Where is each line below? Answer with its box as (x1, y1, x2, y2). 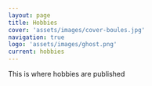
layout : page (8, 11, 51, 20)
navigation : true (8, 33, 65, 41)
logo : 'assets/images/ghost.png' (8, 41, 118, 48)
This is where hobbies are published (8, 70, 125, 78)
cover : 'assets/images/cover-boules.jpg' (8, 26, 146, 34)
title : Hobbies (8, 19, 58, 27)
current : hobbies (8, 48, 65, 56)
